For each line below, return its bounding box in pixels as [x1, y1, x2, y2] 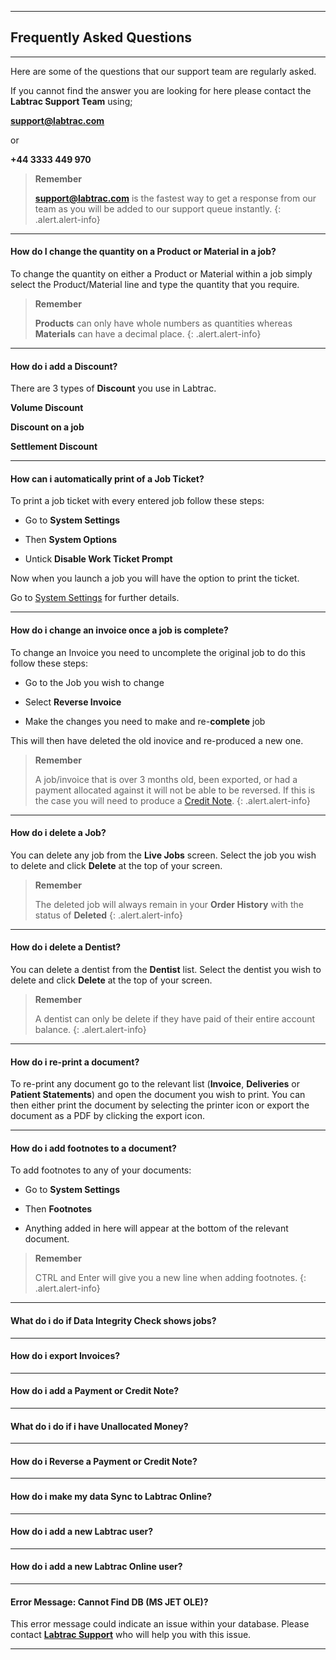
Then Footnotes [24, 1203, 93, 1215]
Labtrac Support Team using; [10, 95, 133, 107]
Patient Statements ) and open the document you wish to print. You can [10, 1089, 306, 1101]
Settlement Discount [10, 441, 98, 453]
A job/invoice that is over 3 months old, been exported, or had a [34, 773, 298, 785]
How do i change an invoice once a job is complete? [10, 624, 229, 636]
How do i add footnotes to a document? [10, 1142, 177, 1154]
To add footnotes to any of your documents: [10, 1164, 192, 1176]
